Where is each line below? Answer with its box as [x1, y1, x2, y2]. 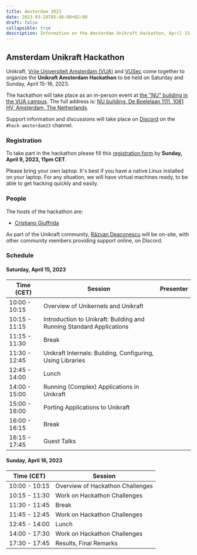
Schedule [6, 251, 34, 260]
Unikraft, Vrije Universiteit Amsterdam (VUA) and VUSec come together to [6, 68, 185, 75]
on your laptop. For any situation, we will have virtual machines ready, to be [6, 174, 188, 181]
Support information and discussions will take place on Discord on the [6, 115, 175, 122]
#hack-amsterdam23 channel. [6, 122, 73, 129]
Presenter [159, 284, 188, 292]
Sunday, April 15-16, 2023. [6, 80, 69, 87]
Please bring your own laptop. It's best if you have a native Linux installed [6, 167, 184, 174]
